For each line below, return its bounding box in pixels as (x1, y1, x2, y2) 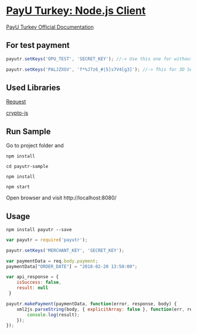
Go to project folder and (6, 142, 64, 149)
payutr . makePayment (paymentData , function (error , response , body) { (6, 301, 177, 307)
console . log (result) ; (27, 312, 80, 318)
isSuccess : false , (16, 280, 62, 285)
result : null (16, 285, 49, 291)
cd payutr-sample (6, 164, 49, 170)
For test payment (6, 40, 70, 50)
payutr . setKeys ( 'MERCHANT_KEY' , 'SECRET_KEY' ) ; (6, 247, 125, 253)
